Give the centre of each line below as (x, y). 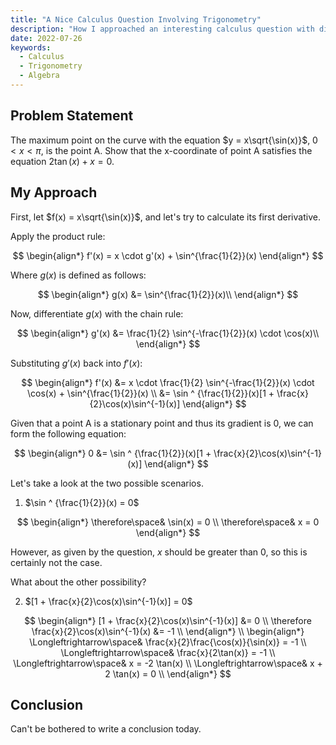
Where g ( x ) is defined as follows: (78, 275)
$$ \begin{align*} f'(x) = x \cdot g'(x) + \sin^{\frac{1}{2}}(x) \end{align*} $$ (168, 255)
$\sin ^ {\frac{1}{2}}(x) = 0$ (82, 502)
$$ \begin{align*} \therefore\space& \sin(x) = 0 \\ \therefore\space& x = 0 (168, 522)
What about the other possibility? (78, 582)
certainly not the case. (56, 562)
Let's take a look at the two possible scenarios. (107, 483)
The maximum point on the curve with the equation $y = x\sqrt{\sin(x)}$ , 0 (164, 140)
